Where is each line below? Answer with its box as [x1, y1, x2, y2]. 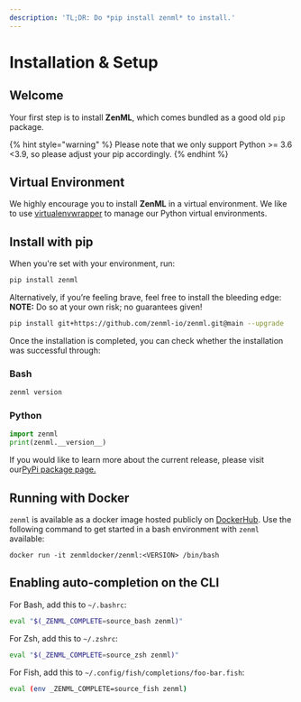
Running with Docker [9, 490, 130, 505]
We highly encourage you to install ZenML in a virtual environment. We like [9, 199, 287, 209]
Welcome [9, 88, 64, 104]
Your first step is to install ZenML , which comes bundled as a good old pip [9, 112, 286, 123]
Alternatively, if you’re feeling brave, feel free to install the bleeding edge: [9, 292, 282, 303]
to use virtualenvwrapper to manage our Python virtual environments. [9, 208, 268, 219]
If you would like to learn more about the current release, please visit [9, 455, 264, 466]
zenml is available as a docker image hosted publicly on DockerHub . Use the [9, 514, 292, 525]
